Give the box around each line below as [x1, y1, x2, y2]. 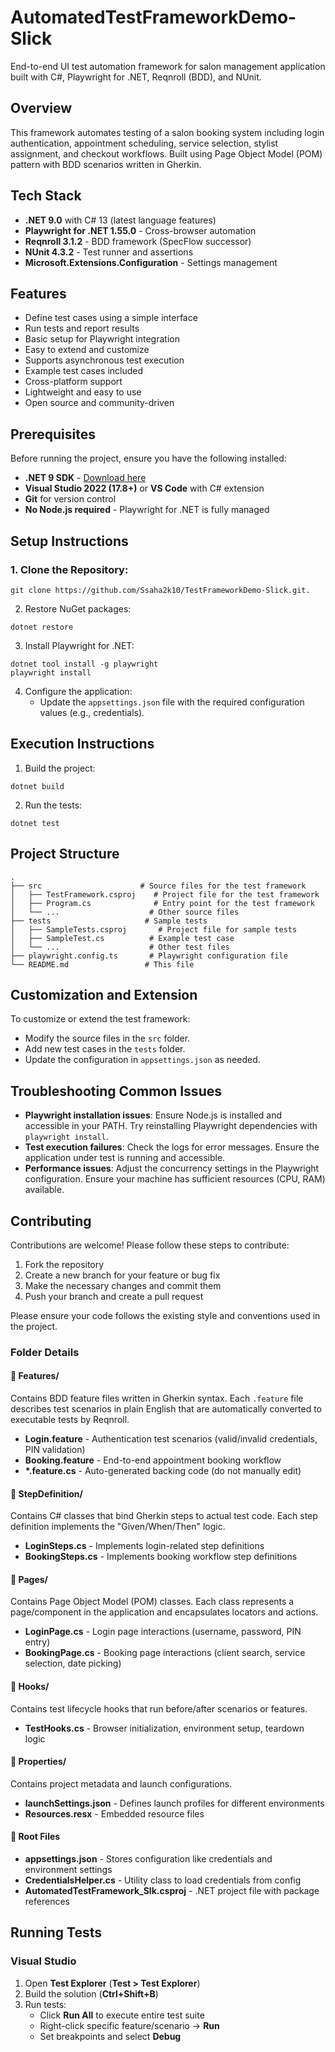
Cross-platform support [24, 376, 123, 388]
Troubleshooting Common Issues [10, 1082, 222, 1100]
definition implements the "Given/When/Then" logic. [10, 1521, 226, 1533]
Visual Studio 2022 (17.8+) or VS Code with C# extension [24, 482, 265, 495]
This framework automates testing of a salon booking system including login [10, 126, 325, 138]
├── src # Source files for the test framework [10, 881, 307, 891]
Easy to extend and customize [24, 344, 150, 356]
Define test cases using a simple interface [24, 312, 198, 324]
